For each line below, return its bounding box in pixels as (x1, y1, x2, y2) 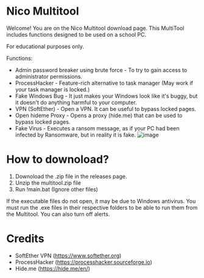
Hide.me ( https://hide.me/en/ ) (15, 265, 90, 272)
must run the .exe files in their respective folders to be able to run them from (6, 204, 198, 211)
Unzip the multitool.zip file (15, 179, 81, 187)
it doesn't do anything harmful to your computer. (15, 99, 137, 106)
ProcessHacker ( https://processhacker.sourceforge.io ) (15, 258, 152, 266)
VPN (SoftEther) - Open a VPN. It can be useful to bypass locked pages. (15, 105, 197, 112)
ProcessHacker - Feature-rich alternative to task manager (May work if (15, 79, 194, 87)
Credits (6, 232, 44, 246)
